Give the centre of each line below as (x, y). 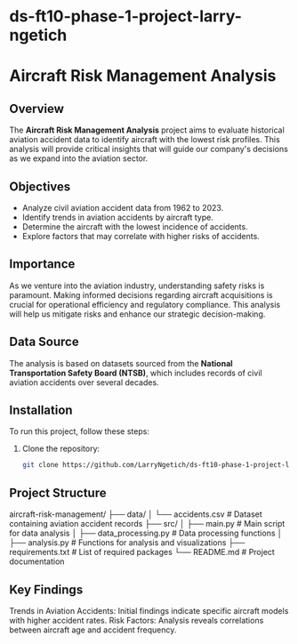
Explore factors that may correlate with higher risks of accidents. (141, 236)
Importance (42, 264)
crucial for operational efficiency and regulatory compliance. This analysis (145, 304)
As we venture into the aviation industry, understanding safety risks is (137, 286)
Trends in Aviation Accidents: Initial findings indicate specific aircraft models (149, 610)
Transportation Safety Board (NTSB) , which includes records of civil (136, 373)
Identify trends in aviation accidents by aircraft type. (117, 217)
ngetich (38, 35)
